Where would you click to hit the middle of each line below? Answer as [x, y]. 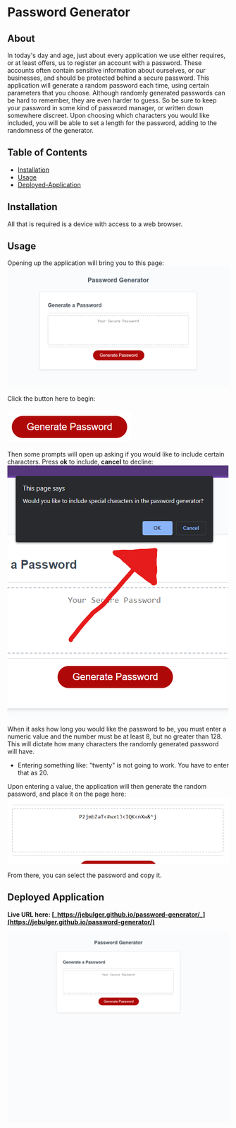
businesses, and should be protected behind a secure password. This [108, 78]
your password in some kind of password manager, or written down [105, 108]
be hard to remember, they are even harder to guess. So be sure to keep [112, 100]
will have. [21, 751]
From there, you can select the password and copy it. [85, 875]
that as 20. [33, 772]
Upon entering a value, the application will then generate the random [107, 786]
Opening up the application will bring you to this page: [86, 263]
